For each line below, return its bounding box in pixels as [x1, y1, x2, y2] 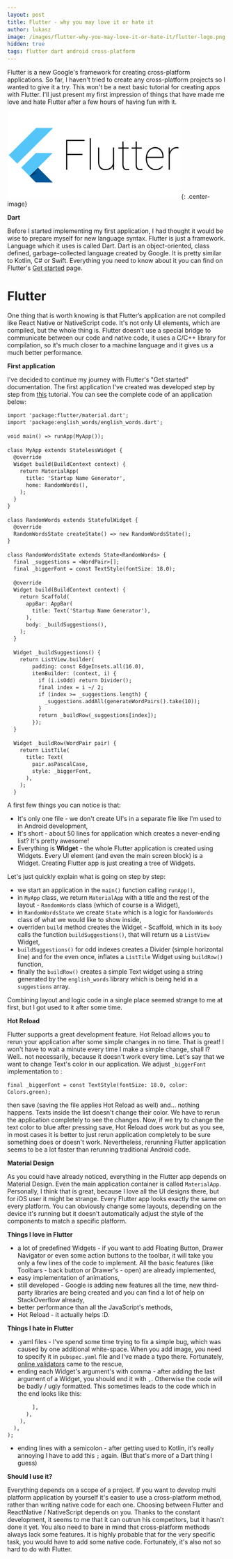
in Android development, [17, 822, 88, 830]
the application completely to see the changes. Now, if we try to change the [7, 1115, 224, 1124]
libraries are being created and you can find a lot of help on [34, 1288, 204, 1297]
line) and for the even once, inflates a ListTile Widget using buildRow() [17, 952, 224, 961]
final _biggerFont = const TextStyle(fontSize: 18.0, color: [7, 1081, 188, 1088]
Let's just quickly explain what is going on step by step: [7, 872, 166, 880]
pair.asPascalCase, [32, 760, 89, 767]
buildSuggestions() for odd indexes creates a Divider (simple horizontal [17, 945, 224, 954]
